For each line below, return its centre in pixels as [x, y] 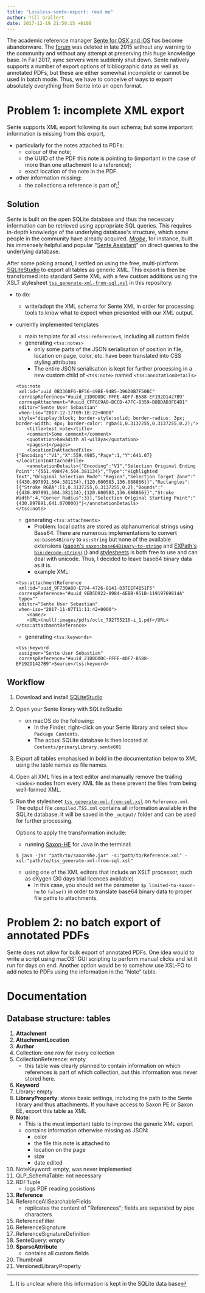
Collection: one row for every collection [65, 1053]
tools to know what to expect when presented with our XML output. [109, 312]
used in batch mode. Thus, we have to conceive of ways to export [90, 79]
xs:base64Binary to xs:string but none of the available [102, 539]
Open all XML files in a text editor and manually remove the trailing [99, 776]
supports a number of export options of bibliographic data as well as [93, 66]
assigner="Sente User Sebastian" [61, 653]
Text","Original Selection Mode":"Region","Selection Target [95, 476]
